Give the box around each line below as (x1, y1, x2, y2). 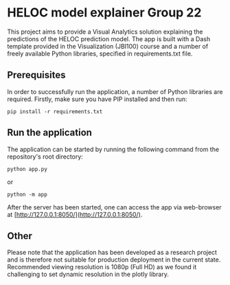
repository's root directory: (7, 152, 84, 161)
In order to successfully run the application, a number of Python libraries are (7, 87, 223, 95)
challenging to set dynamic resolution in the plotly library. (7, 270, 170, 279)
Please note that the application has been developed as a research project (7, 249, 218, 257)
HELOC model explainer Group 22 (7, 5, 202, 21)
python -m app (7, 191, 48, 198)
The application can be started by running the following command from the (7, 145, 220, 153)
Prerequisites (7, 69, 66, 81)
